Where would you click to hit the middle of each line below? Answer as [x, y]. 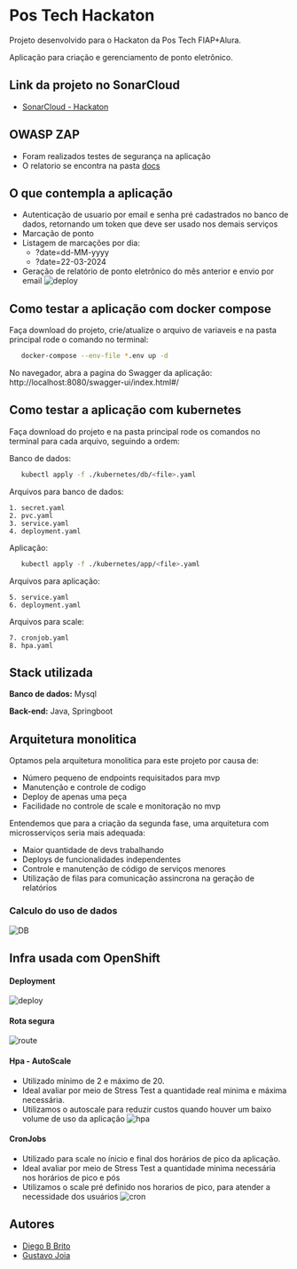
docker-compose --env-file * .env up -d [94, 356]
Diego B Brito [46, 1246]
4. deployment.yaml [45, 531]
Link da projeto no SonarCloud [94, 85]
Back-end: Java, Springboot [61, 711]
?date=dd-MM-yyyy [72, 252]
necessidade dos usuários [70, 1196]
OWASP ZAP [44, 135]
